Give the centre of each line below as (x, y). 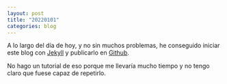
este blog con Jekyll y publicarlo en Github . (68, 53)
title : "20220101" (33, 20)
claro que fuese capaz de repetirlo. (56, 73)
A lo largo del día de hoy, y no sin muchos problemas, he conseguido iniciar (113, 46)
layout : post (26, 13)
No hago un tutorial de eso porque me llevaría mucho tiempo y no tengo (108, 66)
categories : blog (32, 26)
